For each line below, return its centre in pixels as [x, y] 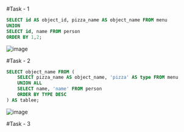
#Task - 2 [18, 61]
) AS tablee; [23, 100]
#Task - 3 [18, 123]
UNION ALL [30, 83]
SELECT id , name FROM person [43, 31]
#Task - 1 [18, 9]
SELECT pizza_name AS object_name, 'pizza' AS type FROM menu [98, 78]
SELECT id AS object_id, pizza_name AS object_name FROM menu [87, 20]
